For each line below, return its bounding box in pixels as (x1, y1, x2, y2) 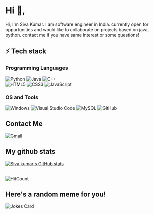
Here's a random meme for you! (5, 190, 106, 198)
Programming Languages (5, 65, 69, 72)
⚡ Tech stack (5, 47, 47, 56)
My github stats (5, 147, 56, 156)
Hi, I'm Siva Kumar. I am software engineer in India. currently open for (5, 21, 149, 27)
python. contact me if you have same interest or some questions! (5, 32, 139, 38)
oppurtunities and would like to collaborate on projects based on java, (5, 26, 149, 32)
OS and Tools (5, 94, 39, 101)
